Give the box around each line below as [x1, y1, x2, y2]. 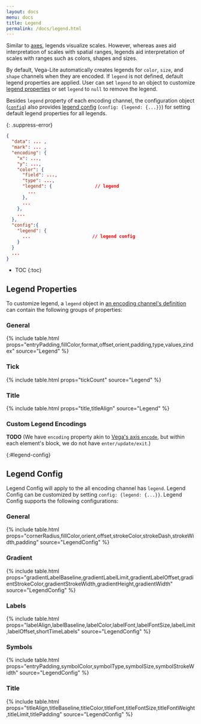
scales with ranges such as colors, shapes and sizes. [6, 55, 138, 62]
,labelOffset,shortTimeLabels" [6, 628, 80, 635]
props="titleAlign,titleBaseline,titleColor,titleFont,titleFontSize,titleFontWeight [6, 704, 195, 711]
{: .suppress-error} [6, 121, 53, 129]
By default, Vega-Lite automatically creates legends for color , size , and [6, 67, 184, 74]
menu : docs [6, 14, 34, 20]
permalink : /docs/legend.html [6, 25, 82, 32]
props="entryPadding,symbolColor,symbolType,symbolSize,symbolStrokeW [6, 663, 195, 670]
